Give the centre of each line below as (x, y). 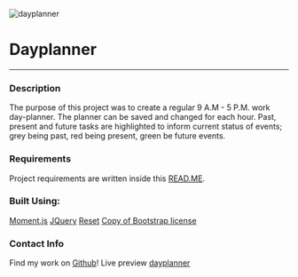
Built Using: (35, 202)
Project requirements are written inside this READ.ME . (107, 178)
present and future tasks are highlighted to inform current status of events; (146, 127)
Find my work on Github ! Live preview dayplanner (100, 263)
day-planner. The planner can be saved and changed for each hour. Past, (143, 117)
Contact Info (37, 243)
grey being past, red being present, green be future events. (118, 136)
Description (35, 88)
